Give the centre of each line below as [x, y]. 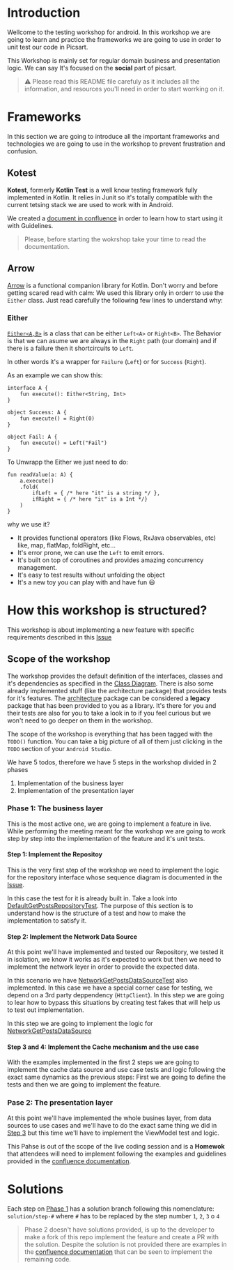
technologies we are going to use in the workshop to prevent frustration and [116, 144]
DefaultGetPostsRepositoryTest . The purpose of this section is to [100, 906]
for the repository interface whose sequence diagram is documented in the [115, 877]
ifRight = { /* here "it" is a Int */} [90, 499]
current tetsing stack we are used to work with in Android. [91, 204]
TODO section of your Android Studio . [60, 748]
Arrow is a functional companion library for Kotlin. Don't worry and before [112, 285]
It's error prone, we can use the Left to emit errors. [91, 552]
